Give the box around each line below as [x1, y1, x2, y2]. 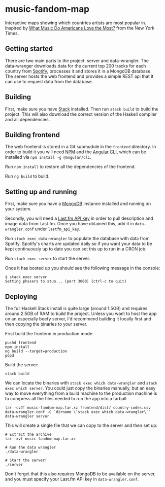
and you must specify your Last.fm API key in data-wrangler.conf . [5, 476, 139, 482]
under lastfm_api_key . [35, 226, 80, 232]
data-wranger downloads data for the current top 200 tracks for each [5, 63, 146, 69]
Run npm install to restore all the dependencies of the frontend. [5, 164, 136, 170]
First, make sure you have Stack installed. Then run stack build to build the [5, 106, 159, 112]
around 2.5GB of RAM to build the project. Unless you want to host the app [5, 311, 157, 316]
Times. [5, 30, 19, 36]
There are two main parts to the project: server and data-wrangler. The [5, 58, 149, 64]
